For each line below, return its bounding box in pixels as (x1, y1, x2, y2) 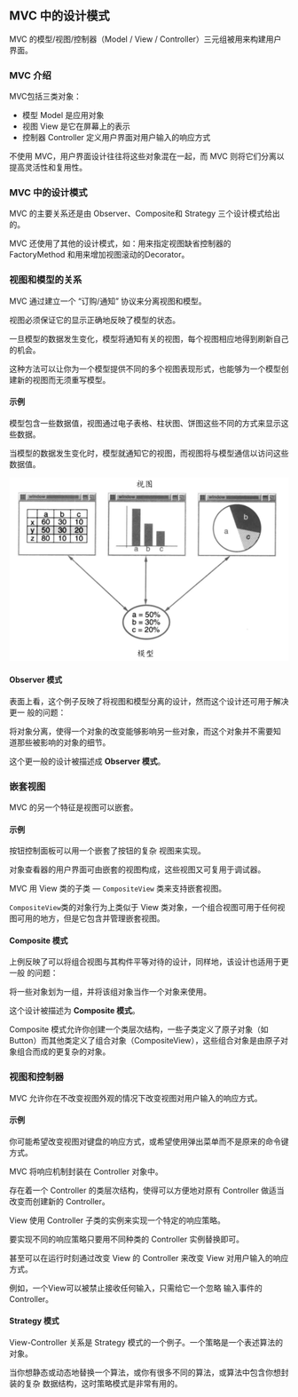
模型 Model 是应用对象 (21, 110, 105, 121)
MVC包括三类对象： (9, 91, 82, 102)
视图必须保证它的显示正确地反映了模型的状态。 (9, 314, 180, 325)
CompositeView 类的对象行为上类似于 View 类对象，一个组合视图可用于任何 (9, 902, 278, 913)
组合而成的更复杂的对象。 (16, 1046, 111, 1057)
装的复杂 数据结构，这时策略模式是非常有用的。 (9, 1378, 183, 1389)
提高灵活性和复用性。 (9, 163, 87, 173)
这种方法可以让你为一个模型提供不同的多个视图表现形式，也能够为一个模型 (9, 363, 281, 374)
